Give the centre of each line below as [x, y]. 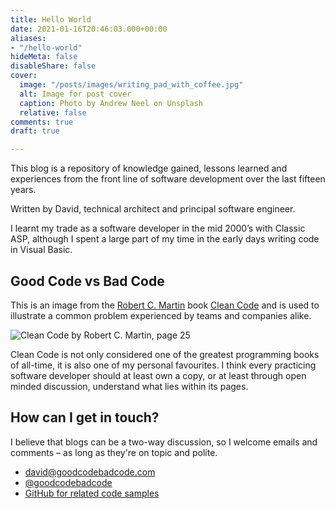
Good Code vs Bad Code [87, 281]
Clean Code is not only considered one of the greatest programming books [165, 354]
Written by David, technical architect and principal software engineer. [153, 209]
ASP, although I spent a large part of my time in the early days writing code [165, 239]
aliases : [28, 38]
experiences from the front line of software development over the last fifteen [168, 179]
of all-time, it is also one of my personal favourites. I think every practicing [163, 365]
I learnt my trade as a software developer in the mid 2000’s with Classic [158, 228]
